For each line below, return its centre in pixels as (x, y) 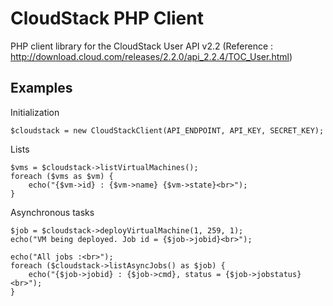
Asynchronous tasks (52, 212)
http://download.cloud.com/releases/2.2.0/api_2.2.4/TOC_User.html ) (151, 56)
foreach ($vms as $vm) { (62, 176)
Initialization (35, 112)
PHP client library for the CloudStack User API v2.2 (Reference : (142, 46)
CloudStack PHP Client (107, 18)
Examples (41, 88)
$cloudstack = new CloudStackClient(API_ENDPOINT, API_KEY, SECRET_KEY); (167, 130)
